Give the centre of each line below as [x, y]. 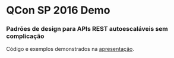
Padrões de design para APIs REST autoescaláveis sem [87, 29]
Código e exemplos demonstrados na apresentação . [70, 49]
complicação [25, 36]
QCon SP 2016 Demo [58, 10]
